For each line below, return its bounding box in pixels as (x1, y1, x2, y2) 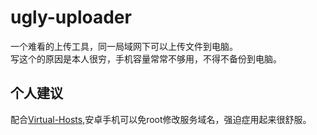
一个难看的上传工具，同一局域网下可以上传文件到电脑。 (10, 40, 238, 52)
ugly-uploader (10, 6, 132, 29)
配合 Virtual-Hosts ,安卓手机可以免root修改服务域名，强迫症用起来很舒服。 (10, 113, 312, 125)
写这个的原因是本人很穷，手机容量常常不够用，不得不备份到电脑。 (10, 52, 282, 65)
